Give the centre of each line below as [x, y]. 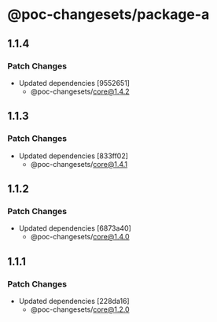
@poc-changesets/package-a [108, 15]
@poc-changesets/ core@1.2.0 [80, 309]
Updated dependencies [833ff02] [74, 156]
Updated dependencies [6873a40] [75, 228]
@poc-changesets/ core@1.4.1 [79, 164]
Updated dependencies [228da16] [74, 301]
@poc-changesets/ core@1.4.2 [80, 91]
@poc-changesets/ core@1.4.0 [80, 237]
